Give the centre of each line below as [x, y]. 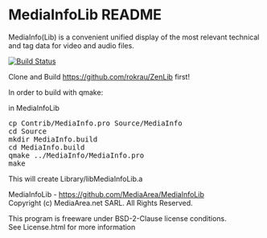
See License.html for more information [72, 227]
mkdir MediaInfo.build [53, 139]
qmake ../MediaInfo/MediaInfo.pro [76, 155]
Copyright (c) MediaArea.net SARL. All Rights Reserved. [101, 203]
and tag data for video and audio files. [71, 45]
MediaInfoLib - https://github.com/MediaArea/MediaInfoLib [107, 194]
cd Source [27, 131]
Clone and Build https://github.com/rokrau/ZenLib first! [99, 76]
